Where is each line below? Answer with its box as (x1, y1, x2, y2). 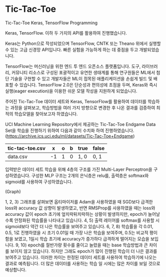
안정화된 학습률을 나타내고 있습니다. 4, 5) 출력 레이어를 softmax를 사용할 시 (14, 217, 160, 223)
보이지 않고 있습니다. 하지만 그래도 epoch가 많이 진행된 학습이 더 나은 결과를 (10, 248, 157, 254)
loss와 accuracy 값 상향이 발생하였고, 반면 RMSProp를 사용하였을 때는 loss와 (5, 205, 156, 211)
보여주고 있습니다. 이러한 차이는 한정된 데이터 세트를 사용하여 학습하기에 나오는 (5, 254, 157, 260)
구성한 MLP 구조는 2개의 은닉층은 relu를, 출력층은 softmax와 (31, 172, 149, 178)
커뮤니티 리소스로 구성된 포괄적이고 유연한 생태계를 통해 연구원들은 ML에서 (11, 69, 156, 75)
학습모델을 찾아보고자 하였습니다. (14, 111, 78, 117)
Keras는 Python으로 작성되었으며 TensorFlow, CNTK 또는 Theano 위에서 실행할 (5, 40, 161, 46)
